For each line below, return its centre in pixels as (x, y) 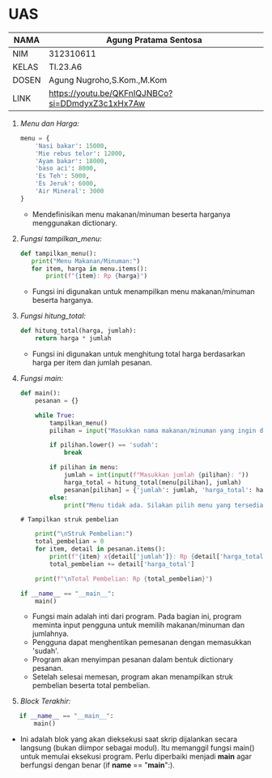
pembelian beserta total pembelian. (91, 685)
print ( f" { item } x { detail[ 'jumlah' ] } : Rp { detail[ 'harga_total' (158, 557)
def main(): (40, 393)
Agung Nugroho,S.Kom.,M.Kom (108, 80)
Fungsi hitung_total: (53, 316)
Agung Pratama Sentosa (154, 40)
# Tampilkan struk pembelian (69, 520)
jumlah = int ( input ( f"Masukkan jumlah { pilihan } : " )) (156, 475)
